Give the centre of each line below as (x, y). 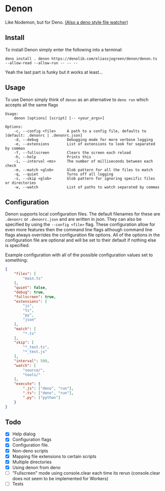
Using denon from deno (36, 467)
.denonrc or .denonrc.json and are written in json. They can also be (73, 219)
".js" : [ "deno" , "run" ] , (48, 388)
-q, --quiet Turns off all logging (64, 174)
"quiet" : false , (31, 287)
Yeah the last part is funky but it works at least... (54, 72)
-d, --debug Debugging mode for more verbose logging (83, 140)
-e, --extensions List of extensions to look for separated (84, 144)
